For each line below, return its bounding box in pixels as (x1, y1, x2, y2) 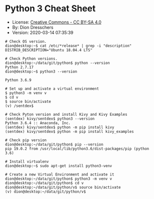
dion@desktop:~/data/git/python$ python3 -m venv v (5, 176, 112, 181)
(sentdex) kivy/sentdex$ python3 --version (5, 116, 95, 121)
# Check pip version (5, 138, 47, 143)
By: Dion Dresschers (12, 24, 54, 30)
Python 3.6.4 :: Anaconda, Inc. (5, 121, 71, 125)
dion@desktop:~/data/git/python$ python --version (5, 60, 110, 65)
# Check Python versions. (5, 56, 58, 61)
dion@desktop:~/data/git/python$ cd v (5, 180, 84, 185)
